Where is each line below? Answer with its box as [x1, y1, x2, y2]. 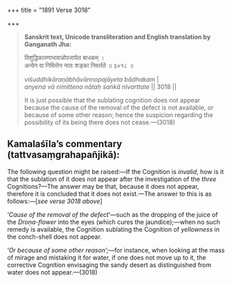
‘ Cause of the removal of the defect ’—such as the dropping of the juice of [7, 210, 218, 218]
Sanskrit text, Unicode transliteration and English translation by [24, 33, 211, 41]
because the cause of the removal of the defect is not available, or [24, 103, 214, 112]
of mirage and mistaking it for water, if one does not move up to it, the [7, 253, 206, 261]
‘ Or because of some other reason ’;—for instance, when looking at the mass [7, 246, 225, 254]
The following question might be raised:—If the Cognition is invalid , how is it [7, 167, 224, 175]
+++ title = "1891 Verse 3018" [7, 6, 91, 14]
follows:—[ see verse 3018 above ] [7, 197, 102, 205]
